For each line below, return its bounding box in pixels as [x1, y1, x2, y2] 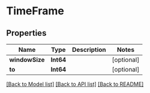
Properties [6, 28, 47, 38]
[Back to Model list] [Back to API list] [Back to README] [6, 80, 144, 88]
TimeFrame [6, 4, 64, 18]
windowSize [9, 55, 45, 64]
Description [71, 46, 106, 54]
